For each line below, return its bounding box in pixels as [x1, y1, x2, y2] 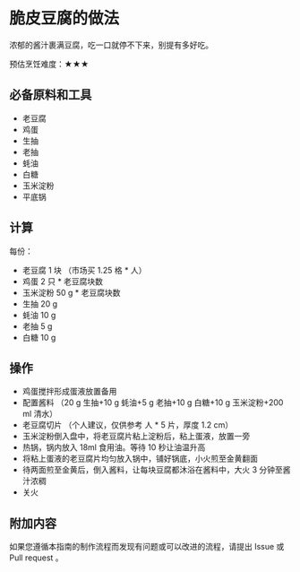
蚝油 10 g [21, 309, 56, 320]
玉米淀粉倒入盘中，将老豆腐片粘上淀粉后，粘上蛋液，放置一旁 [21, 431, 251, 442]
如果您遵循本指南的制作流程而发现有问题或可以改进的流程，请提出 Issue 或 [9, 542, 285, 552]
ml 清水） [21, 409, 58, 420]
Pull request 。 [9, 552, 64, 563]
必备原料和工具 [9, 87, 92, 103]
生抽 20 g [21, 298, 58, 309]
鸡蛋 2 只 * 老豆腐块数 [21, 275, 104, 287]
